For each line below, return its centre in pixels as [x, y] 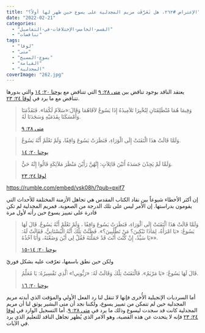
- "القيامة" [27, 63]
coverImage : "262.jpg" [35, 75]
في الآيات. [18, 323]
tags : [13, 40]
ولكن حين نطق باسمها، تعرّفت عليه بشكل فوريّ [60, 262]
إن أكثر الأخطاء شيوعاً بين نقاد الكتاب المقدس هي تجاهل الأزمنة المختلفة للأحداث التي [102, 200]
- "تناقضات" [27, 35]
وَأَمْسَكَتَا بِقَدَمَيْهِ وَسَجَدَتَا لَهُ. [51, 117]
